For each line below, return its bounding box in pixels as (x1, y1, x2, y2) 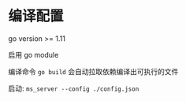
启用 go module (8, 50, 59, 59)
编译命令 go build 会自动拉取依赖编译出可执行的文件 (8, 66, 179, 76)
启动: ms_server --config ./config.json (8, 84, 139, 93)
